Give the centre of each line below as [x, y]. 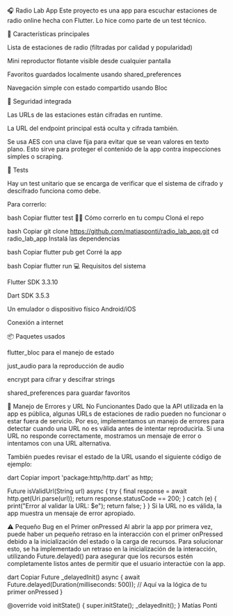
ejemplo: [20, 464]
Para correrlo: [27, 204]
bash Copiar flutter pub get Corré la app [65, 252]
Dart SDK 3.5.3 [29, 295]
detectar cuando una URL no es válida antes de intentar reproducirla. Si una [116, 428]
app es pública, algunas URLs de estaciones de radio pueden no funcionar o [117, 414]
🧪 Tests [18, 170]
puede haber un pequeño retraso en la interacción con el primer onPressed [115, 534]
